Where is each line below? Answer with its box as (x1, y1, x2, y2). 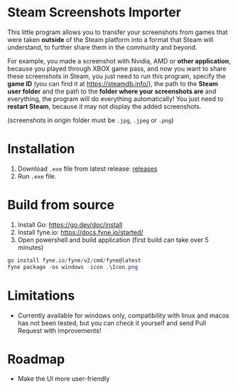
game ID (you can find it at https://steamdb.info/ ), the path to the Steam (7, 79, 219, 88)
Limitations (7, 288, 75, 303)
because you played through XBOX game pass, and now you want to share (7, 64, 227, 73)
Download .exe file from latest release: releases (17, 164, 158, 173)
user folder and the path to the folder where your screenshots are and (7, 87, 217, 95)
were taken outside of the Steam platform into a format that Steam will (7, 35, 214, 43)
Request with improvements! (17, 326, 102, 334)
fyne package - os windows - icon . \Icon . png (7, 263, 139, 270)
